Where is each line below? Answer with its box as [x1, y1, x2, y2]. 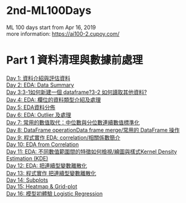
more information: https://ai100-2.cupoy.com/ [6, 30, 120, 37]
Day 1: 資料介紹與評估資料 [6, 74, 71, 82]
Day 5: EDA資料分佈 [6, 104, 56, 111]
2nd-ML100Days [6, 4, 92, 18]
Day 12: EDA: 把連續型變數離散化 [6, 162, 88, 169]
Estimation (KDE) [6, 155, 48, 162]
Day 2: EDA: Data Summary [6, 81, 74, 88]
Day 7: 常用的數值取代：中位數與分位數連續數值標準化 [6, 119, 140, 126]
